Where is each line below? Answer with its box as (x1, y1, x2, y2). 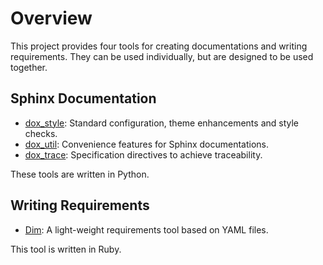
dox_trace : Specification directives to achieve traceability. (24, 148, 263, 161)
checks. (24, 127, 58, 139)
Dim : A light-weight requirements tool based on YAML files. (24, 223, 269, 236)
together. (10, 61, 48, 73)
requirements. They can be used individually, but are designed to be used (10, 50, 314, 62)
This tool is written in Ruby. (10, 243, 122, 255)
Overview (10, 7, 93, 30)
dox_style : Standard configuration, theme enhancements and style (24, 117, 300, 129)
